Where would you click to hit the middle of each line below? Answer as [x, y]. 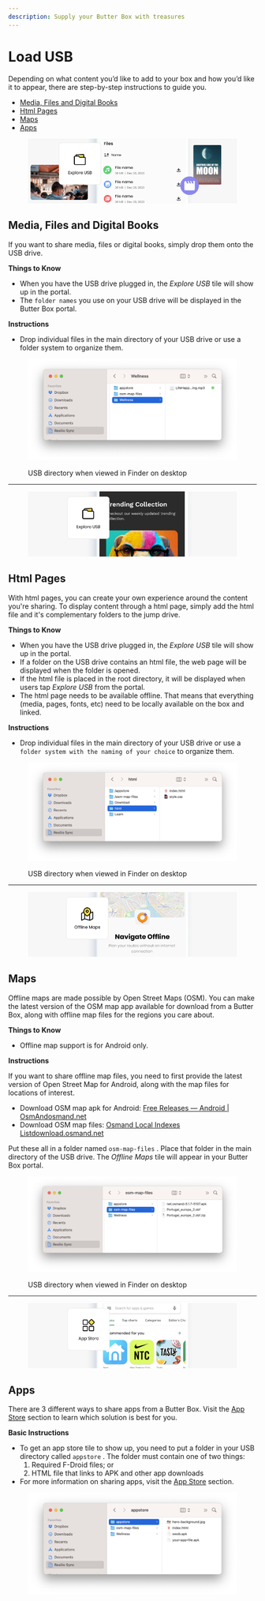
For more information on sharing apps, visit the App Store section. [127, 1482]
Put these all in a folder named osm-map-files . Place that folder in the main [130, 1148]
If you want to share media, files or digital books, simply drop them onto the [131, 244]
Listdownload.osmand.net [62, 1133]
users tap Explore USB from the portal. [82, 687]
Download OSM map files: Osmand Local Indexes [100, 1124]
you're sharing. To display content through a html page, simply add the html [131, 606]
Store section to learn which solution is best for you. [93, 1418]
